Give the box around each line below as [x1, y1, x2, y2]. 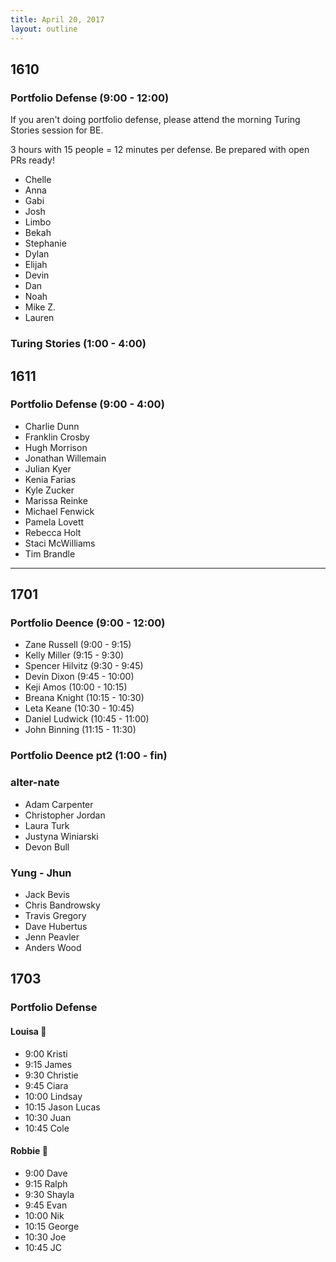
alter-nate [10, 776, 60, 790]
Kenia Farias [24, 473, 77, 485]
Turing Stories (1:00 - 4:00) [10, 337, 147, 351]
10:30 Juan [24, 1111, 72, 1123]
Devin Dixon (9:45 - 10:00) [24, 671, 135, 683]
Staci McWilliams [24, 537, 96, 549]
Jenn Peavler [24, 931, 80, 943]
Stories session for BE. [10, 124, 104, 136]
